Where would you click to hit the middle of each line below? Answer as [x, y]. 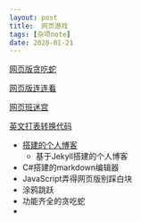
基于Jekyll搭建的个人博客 [82, 157]
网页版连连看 [33, 88]
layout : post [33, 17]
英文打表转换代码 [41, 126]
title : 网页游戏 [39, 26]
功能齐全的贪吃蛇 [54, 201]
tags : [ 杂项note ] [40, 34]
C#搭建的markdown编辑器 [70, 167]
